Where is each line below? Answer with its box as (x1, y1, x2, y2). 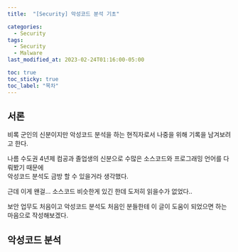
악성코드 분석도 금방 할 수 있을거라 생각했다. (7, 172, 129, 181)
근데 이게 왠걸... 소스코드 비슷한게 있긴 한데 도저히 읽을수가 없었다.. (7, 187, 193, 196)
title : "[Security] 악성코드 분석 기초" (7, 10, 120, 18)
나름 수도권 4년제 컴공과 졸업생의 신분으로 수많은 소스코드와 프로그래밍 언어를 (7, 154, 222, 163)
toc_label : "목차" (7, 82, 59, 89)
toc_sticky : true (7, 75, 59, 82)
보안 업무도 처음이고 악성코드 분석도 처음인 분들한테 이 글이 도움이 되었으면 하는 (7, 202, 227, 211)
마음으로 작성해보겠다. (7, 211, 69, 220)
